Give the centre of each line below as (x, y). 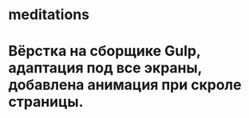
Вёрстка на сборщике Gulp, (105, 51)
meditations (49, 15)
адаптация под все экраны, (105, 68)
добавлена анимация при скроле (125, 85)
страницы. (46, 102)
